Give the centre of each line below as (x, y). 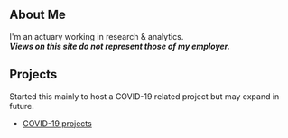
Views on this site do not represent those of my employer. (120, 46)
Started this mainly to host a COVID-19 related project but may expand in (144, 96)
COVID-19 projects (57, 123)
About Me (37, 15)
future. (22, 106)
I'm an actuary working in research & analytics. (97, 36)
